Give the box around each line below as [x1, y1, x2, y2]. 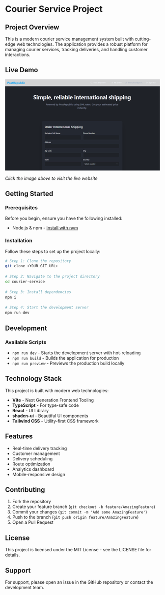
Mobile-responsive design [12, 471, 65, 477]
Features [5, 432, 33, 441]
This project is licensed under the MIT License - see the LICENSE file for [5, 547, 151, 553]
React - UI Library [12, 407, 49, 413]
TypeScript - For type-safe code [12, 402, 79, 408]
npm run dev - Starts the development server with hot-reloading [12, 350, 141, 356]
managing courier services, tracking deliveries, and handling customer [5, 47, 148, 52]
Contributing [5, 485, 45, 494]
